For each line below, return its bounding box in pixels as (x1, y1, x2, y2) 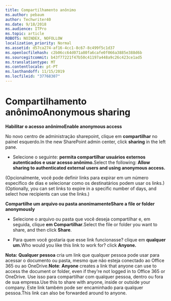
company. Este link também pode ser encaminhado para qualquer (5, 284, 144, 290)
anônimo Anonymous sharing (5, 106, 131, 118)
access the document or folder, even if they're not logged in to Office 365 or (5, 268, 165, 274)
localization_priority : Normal (5, 41, 72, 46)
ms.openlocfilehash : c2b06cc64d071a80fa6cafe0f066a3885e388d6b (5, 50, 142, 55)
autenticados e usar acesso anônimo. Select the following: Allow (12, 159, 150, 166)
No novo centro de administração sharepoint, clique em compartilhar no (5, 133, 158, 139)
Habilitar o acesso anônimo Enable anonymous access (5, 123, 122, 129)
